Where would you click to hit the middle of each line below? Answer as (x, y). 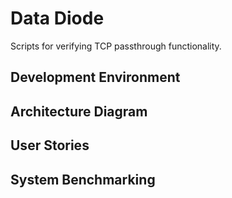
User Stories (50, 145)
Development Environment (95, 77)
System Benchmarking (83, 179)
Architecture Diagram (79, 111)
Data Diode (57, 18)
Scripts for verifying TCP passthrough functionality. (116, 46)
